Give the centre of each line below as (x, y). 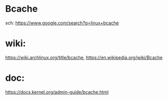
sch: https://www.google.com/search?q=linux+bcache (62, 23)
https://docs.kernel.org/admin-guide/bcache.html (57, 92)
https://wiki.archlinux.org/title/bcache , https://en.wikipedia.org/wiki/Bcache (84, 57)
